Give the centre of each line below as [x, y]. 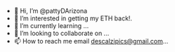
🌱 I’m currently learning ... [51, 26]
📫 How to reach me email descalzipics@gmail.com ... [91, 41]
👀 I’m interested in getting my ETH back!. [73, 18]
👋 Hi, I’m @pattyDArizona [51, 11]
